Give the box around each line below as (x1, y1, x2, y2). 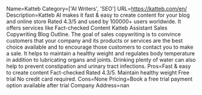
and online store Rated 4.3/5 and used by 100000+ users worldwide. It (6, 18, 181, 25)
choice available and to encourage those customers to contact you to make (6, 43, 194, 51)
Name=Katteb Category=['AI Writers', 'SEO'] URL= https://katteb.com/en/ (6, 5, 187, 12)
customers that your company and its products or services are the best (6, 37, 183, 44)
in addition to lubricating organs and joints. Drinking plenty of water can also (6, 57, 196, 63)
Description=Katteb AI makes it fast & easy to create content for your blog (6, 11, 190, 19)
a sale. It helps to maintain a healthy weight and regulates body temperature (6, 50, 195, 57)
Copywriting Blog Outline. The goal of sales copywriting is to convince (6, 31, 181, 38)
